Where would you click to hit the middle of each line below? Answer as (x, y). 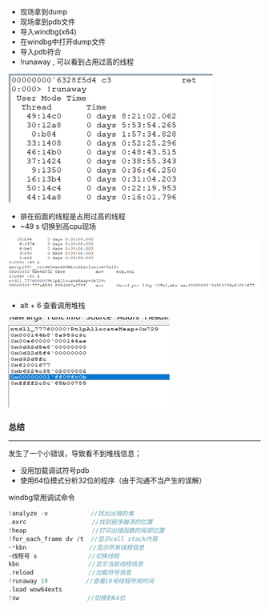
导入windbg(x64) (48, 32)
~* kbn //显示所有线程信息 (76, 547)
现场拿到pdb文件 (48, 22)
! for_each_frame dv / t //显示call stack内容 (83, 539)
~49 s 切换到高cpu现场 (58, 226)
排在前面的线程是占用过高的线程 (72, 216)
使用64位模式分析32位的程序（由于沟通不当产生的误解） (113, 481)
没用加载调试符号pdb (54, 471)
